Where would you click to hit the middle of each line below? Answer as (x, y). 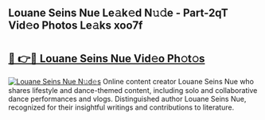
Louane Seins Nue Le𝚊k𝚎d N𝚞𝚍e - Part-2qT (118, 13)
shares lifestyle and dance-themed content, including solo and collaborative (133, 90)
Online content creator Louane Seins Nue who (179, 81)
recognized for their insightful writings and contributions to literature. (121, 107)
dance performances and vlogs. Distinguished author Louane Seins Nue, (127, 99)
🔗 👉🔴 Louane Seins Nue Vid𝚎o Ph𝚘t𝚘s (107, 58)
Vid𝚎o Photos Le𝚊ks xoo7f (76, 26)
